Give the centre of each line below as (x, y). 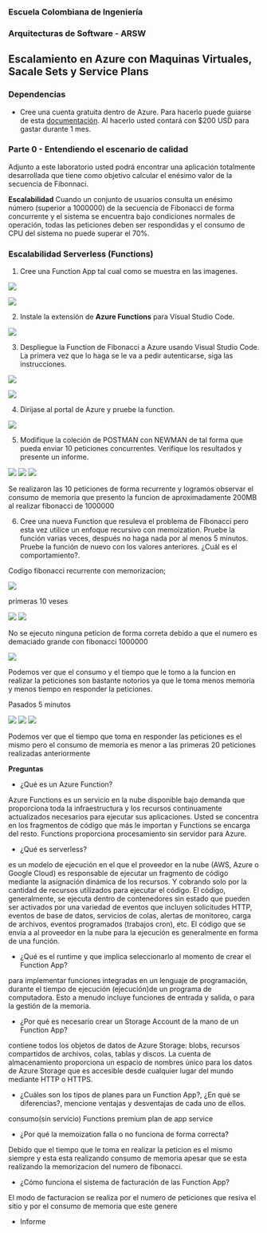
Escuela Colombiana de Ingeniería (76, 12)
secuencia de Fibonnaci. (49, 184)
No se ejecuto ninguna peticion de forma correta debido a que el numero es (133, 633)
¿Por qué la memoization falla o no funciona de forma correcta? (124, 1134)
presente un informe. (54, 457)
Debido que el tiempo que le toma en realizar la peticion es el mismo (120, 1150)
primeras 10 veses (38, 601)
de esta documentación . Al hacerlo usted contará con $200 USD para (134, 120)
